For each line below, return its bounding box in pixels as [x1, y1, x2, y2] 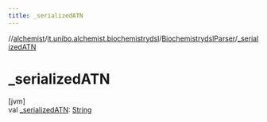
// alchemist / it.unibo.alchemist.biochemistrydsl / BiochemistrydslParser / [8, 33, 238, 43]
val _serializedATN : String [8, 104, 92, 114]
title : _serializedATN [8, 11, 83, 20]
